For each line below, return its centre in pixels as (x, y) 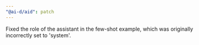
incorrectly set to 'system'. (38, 35)
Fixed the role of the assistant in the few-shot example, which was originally (99, 29)
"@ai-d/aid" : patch (30, 12)
